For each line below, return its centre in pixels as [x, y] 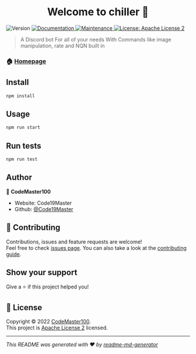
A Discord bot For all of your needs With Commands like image [96, 39]
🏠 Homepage [26, 61]
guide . [14, 254]
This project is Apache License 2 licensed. [57, 328]
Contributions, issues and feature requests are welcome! [74, 242]
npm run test [22, 159]
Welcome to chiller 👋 [98, 12]
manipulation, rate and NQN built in [62, 46]
